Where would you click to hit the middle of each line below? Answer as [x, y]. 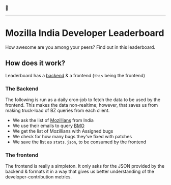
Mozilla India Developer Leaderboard [85, 33]
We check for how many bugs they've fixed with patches [72, 137]
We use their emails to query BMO [49, 126]
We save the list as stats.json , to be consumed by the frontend [79, 142]
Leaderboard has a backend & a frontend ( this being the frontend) [75, 75]
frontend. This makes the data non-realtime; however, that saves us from [82, 105]
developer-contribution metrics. [39, 177]
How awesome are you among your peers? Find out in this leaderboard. [80, 47]
